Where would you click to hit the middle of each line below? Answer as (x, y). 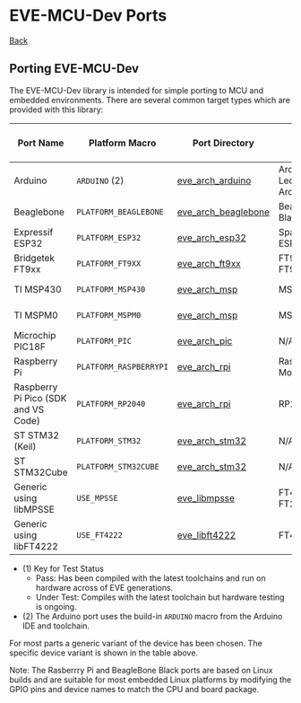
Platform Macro (122, 143)
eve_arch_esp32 (211, 237)
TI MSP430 (38, 289)
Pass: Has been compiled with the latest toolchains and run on (150, 578)
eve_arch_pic (205, 340)
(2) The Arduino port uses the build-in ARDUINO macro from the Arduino (152, 616)
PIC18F (30, 347)
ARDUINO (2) (100, 180)
